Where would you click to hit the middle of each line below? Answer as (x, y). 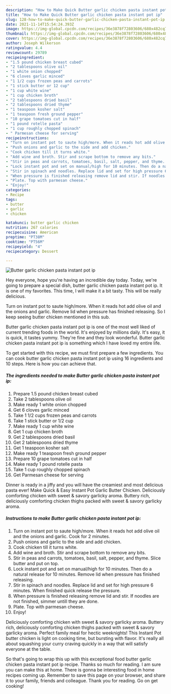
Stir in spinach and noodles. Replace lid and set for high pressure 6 (83, 585)
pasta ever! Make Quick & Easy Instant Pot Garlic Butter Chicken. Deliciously (85, 490)
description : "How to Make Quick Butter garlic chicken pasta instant (82, 10)
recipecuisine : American (32, 232)
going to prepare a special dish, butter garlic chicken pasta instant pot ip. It (84, 285)
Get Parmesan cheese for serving (48, 475)
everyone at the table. (29, 649)
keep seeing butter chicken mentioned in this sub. (58, 317)
